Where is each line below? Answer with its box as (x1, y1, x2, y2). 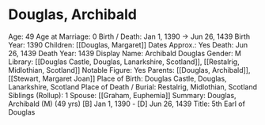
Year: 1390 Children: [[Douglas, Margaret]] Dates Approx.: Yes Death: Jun (8, 40, 248, 49)
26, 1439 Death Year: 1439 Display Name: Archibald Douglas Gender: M (8, 48, 242, 58)
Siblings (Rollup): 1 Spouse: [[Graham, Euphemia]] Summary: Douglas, (8, 90, 237, 100)
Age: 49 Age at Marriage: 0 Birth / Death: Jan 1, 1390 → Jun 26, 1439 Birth (8, 32, 251, 41)
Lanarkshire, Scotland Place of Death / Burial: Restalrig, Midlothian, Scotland (8, 81, 258, 92)
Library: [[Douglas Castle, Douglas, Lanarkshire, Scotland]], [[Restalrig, (8, 57, 240, 66)
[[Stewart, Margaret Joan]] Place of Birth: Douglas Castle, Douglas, (8, 74, 227, 83)
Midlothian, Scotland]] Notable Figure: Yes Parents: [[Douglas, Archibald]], (8, 65, 251, 74)
